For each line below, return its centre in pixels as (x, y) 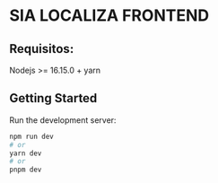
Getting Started (53, 98)
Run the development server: (63, 120)
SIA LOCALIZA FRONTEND (109, 16)
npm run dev (31, 136)
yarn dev (26, 153)
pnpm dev (26, 170)
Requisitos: (42, 49)
